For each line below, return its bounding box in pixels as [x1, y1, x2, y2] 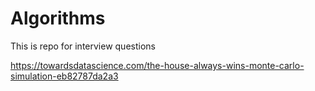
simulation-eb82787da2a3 [10, 70, 119, 82]
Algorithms [10, 7, 106, 30]
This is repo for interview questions [10, 40, 156, 52]
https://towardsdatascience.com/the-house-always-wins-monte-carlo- [10, 59, 305, 71]
